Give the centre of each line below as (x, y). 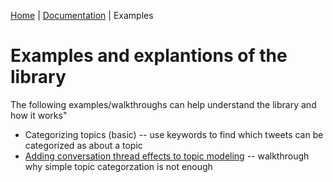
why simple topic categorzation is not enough (118, 166)
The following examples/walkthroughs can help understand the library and (163, 104)
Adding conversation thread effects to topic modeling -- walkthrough (167, 156)
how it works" (39, 115)
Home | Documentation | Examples (82, 15)
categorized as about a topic (83, 145)
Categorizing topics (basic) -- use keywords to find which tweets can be (174, 134)
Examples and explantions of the (149, 56)
